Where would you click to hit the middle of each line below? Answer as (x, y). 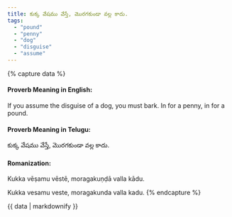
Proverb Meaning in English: (50, 90)
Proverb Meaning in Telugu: (49, 129)
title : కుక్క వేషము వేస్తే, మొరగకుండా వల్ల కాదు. (68, 14)
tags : (15, 21)
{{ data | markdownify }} (43, 206)
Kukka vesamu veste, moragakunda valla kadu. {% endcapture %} (104, 193)
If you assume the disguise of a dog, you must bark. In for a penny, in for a (116, 106)
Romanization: (29, 163)
